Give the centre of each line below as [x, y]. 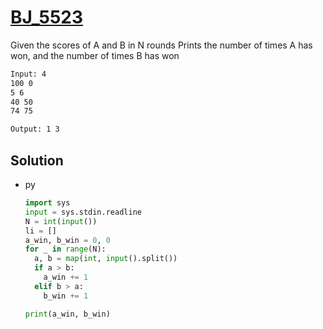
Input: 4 [28, 74]
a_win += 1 [66, 277]
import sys [47, 203]
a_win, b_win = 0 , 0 [67, 240]
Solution [37, 160]
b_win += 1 [66, 296]
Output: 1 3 [35, 129]
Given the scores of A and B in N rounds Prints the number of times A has [161, 45]
